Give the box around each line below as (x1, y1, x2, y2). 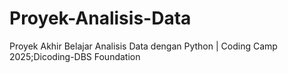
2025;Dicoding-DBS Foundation (9, 50, 141, 62)
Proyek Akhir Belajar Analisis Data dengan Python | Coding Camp (9, 40, 278, 52)
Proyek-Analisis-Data (9, 7, 192, 30)
